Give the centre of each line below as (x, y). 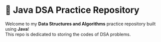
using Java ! (17, 29)
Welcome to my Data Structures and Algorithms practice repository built (80, 24)
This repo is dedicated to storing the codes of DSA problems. (68, 34)
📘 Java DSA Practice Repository (72, 10)
